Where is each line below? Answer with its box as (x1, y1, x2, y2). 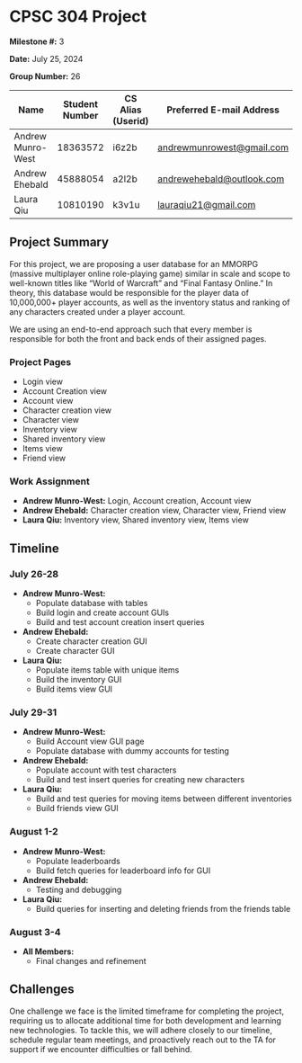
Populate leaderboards (35, 855, 121, 866)
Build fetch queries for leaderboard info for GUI (35, 865, 211, 876)
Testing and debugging (35, 884, 122, 895)
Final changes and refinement (35, 955, 147, 966)
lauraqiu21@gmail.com (156, 198, 256, 210)
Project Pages (9, 355, 72, 368)
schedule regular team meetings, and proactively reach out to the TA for (9, 1034, 277, 1045)
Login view (22, 376, 63, 388)
